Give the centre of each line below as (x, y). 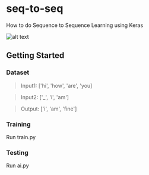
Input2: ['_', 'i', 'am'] (45, 97)
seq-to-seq (35, 9)
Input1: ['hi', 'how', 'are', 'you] (56, 85)
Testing (17, 152)
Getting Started (35, 56)
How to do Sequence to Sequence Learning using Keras (75, 25)
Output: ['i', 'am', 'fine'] (49, 109)
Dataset (18, 72)
